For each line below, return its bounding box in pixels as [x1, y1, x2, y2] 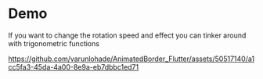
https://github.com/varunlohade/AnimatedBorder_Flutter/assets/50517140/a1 [8, 54, 255, 63]
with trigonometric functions [8, 38, 100, 48]
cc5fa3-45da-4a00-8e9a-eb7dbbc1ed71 [8, 62, 139, 71]
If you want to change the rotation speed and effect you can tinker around [8, 31, 247, 40]
